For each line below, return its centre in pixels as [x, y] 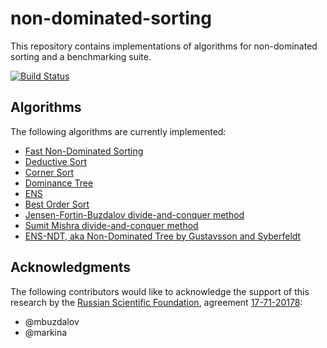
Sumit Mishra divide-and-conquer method [111, 225]
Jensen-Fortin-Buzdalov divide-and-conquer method [134, 214]
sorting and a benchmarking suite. [81, 56]
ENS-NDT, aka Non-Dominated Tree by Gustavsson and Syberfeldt [163, 236]
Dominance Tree [59, 183]
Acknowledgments [71, 267]
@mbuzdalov [52, 321]
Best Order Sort [57, 204]
